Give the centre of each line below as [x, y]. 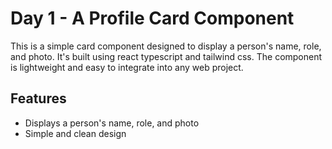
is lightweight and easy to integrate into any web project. [127, 67]
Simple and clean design [75, 133]
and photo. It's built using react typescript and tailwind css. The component [166, 56]
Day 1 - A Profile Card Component [152, 18]
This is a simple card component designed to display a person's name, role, [166, 46]
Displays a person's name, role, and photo [112, 123]
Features [38, 98]
